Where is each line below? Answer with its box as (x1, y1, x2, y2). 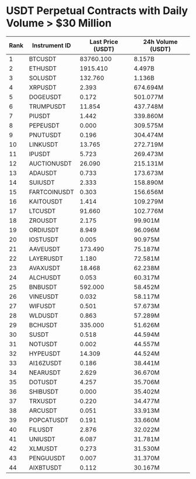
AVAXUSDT (29, 264, 61, 272)
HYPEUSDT (29, 349, 61, 357)
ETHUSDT (29, 64, 57, 73)
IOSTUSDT (29, 235, 59, 243)
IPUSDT (29, 150, 51, 158)
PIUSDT (29, 112, 51, 120)
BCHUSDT (29, 321, 58, 329)
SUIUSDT (29, 178, 55, 187)
